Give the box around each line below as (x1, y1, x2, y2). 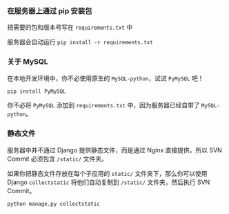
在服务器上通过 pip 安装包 (7, 6, 92, 15)
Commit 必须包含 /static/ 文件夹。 (7, 154, 108, 163)
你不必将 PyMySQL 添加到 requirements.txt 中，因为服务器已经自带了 (7, 101, 200, 109)
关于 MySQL (7, 57, 48, 66)
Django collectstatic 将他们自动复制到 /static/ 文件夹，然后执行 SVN (7, 178, 210, 186)
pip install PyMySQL (7, 88, 67, 95)
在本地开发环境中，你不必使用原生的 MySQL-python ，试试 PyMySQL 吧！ (7, 74, 204, 82)
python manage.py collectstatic (7, 200, 100, 207)
